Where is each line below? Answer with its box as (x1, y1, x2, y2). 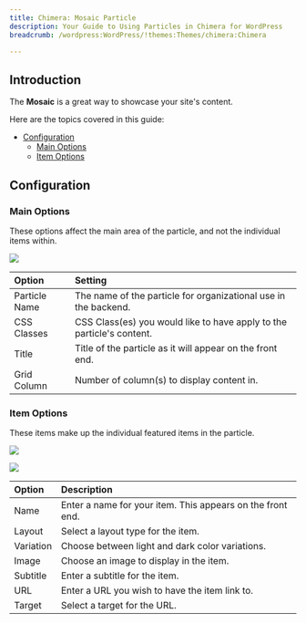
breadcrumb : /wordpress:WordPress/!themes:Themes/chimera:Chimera (9, 30, 267, 39)
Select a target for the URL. (60, 599, 178, 612)
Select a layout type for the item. (60, 525, 200, 538)
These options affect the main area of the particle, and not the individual (9, 225, 280, 236)
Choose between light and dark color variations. (60, 540, 267, 553)
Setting (74, 274, 107, 286)
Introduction (9, 72, 82, 88)
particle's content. (74, 327, 153, 339)
